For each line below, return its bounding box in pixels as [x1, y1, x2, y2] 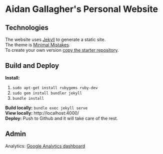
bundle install [12, 96, 44, 101]
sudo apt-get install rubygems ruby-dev [12, 85, 98, 90]
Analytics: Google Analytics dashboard [5, 143, 85, 149]
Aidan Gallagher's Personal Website [5, 3, 158, 15]
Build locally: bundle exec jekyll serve [5, 105, 88, 111]
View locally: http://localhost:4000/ [5, 110, 79, 116]
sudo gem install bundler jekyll [12, 91, 82, 96]
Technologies [5, 23, 49, 32]
